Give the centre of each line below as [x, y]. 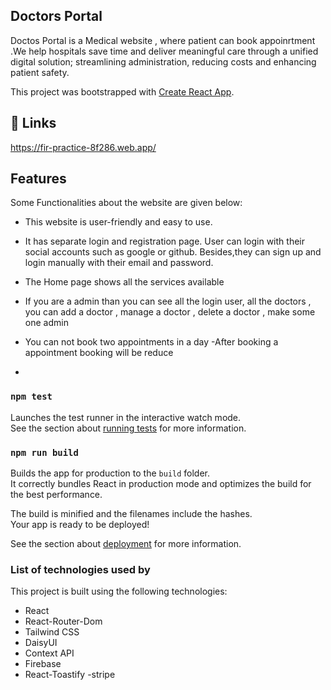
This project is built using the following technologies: [119, 591]
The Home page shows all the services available [124, 282]
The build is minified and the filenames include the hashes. [131, 514]
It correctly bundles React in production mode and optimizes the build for [161, 484]
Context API [49, 653]
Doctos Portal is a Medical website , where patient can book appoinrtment [163, 40]
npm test [31, 397]
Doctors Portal [56, 16]
